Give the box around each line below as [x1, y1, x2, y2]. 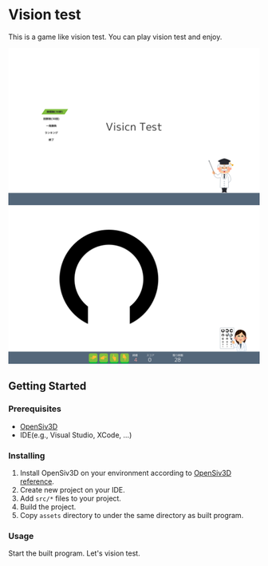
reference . [19, 477, 54, 486]
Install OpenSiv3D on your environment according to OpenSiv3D [19, 468, 232, 477]
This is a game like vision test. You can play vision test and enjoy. [8, 32, 223, 42]
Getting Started [8, 379, 87, 393]
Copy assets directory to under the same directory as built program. [19, 510, 244, 520]
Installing [8, 449, 45, 461]
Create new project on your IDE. [19, 485, 125, 494]
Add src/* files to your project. [19, 493, 122, 503]
